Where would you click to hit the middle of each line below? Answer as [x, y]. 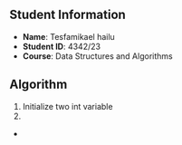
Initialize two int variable [67, 106]
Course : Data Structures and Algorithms [98, 56]
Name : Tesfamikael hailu [68, 36]
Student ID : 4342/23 [62, 46]
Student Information [68, 15]
